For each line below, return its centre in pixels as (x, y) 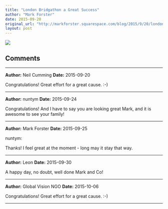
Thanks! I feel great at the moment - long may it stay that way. (69, 148)
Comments (23, 58)
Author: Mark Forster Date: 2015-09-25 (46, 128)
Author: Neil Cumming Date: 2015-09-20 (48, 75)
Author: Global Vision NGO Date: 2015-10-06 (52, 186)
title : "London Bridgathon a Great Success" (52, 10)
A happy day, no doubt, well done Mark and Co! (54, 172)
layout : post (19, 29)
